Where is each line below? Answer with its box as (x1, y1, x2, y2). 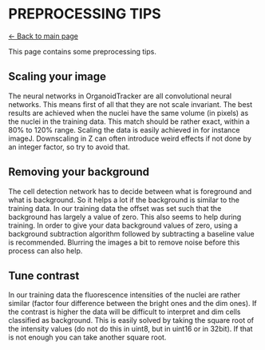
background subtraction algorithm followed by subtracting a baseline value (8, 229, 255, 238)
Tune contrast (8, 268, 80, 282)
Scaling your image (8, 70, 106, 84)
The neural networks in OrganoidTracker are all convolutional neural (8, 91, 232, 101)
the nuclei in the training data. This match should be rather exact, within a (8, 117, 250, 126)
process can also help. (8, 245, 83, 256)
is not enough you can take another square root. (8, 332, 167, 342)
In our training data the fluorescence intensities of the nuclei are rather (8, 290, 241, 300)
